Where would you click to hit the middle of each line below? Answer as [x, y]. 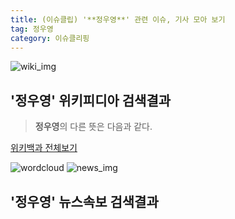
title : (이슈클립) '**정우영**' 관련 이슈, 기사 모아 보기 [118, 19]
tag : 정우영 [32, 29]
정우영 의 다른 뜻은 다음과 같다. [93, 127]
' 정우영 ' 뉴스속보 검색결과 [84, 201]
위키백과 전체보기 [44, 148]
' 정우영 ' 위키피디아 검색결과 [91, 100]
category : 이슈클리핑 [50, 38]
